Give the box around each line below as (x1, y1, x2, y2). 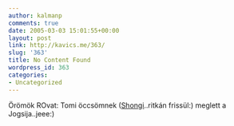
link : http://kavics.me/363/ (8, 41, 105, 49)
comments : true (8, 19, 59, 27)
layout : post (8, 33, 52, 42)
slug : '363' (8, 49, 48, 57)
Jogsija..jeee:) (8, 108, 55, 118)
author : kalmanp (8, 11, 62, 20)
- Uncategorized (8, 78, 62, 86)
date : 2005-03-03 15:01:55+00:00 (8, 26, 120, 34)
